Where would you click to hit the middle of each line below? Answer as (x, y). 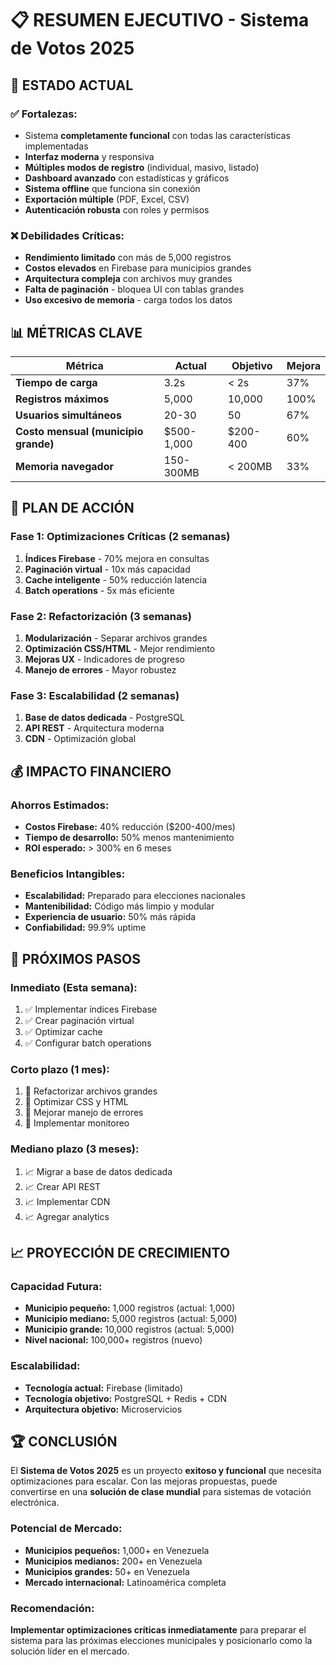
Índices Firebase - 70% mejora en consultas (117, 558)
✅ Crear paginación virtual (79, 1020)
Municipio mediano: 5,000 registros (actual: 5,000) (131, 1319)
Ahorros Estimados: (60, 805)
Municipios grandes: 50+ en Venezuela (107, 1571)
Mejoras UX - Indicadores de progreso (104, 659)
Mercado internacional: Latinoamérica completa (125, 1582)
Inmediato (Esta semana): (74, 987)
